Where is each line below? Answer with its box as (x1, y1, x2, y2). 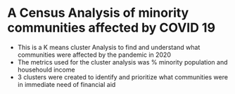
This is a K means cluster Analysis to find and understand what (17, 43, 201, 51)
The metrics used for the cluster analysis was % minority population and (17, 58, 228, 66)
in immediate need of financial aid (17, 80, 116, 88)
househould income (17, 65, 75, 74)
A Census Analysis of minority (7, 5, 189, 21)
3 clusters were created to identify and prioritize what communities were (17, 72, 229, 81)
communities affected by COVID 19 (7, 20, 216, 36)
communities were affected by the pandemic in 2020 (17, 51, 171, 59)
